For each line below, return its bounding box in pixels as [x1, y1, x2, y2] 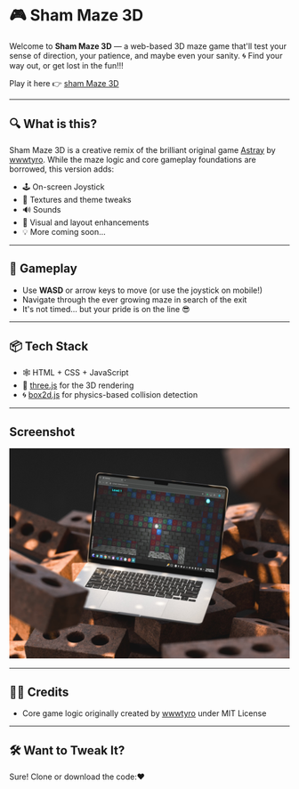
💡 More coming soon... [21, 226, 107, 237]
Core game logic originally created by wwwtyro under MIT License [21, 708, 267, 719]
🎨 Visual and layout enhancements [21, 217, 149, 228]
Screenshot [9, 424, 76, 439]
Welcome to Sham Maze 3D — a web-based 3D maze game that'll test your [9, 40, 287, 52]
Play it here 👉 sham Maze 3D [9, 77, 119, 88]
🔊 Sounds [21, 204, 61, 214]
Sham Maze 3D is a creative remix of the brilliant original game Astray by [9, 144, 276, 155]
